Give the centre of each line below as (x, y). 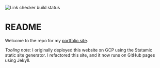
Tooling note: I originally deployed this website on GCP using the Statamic (79, 50)
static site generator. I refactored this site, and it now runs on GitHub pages (80, 55)
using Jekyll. (18, 60)
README (23, 27)
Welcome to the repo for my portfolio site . (47, 40)
